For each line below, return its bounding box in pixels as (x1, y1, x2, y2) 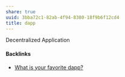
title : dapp (5, 20, 36, 26)
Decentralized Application (5, 37, 70, 44)
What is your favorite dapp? (14, 64, 84, 71)
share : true (5, 8, 36, 15)
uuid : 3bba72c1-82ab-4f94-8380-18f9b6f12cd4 (5, 14, 120, 20)
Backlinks (5, 50, 31, 57)
